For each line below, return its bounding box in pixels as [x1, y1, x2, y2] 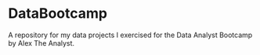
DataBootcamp [8, 5, 108, 22]
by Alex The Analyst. [8, 38, 75, 47]
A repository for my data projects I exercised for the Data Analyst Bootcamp [8, 30, 253, 40]
